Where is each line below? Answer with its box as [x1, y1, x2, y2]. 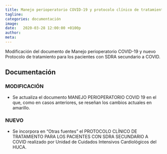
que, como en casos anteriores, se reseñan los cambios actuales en [12, 100, 152, 105]
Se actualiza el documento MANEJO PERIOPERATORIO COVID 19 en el [12, 94, 157, 100]
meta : [5, 35, 16, 40]
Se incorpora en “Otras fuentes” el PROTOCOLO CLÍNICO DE [12, 128, 138, 134]
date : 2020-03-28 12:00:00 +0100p [5, 26, 81, 31]
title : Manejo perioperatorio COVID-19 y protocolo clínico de [5, 7, 139, 12]
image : [5, 21, 19, 26]
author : [5, 30, 21, 35]
